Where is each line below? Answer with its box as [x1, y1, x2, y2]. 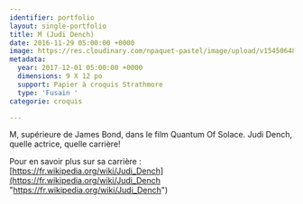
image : [9, 47, 34, 56]
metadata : [9, 55, 47, 64]
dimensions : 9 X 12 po [17, 72, 103, 81]
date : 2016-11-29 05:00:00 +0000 [9, 38, 135, 48]
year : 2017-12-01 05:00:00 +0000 [17, 64, 143, 73]
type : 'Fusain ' [17, 88, 78, 97]
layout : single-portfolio [9, 22, 106, 31]
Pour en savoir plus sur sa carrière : [9, 156, 142, 167]
